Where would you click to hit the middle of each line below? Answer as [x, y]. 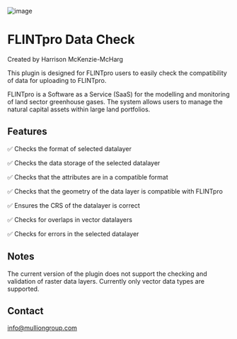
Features [27, 132]
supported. [23, 289]
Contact [25, 311]
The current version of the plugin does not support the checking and [107, 274]
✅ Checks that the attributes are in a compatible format [88, 177]
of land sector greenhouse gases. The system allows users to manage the [115, 101]
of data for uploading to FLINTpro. [57, 80]
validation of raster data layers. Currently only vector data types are [106, 281]
